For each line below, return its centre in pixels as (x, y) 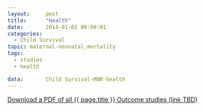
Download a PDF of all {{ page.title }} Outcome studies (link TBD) (102, 99)
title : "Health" (39, 21)
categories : (25, 34)
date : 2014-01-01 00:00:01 (57, 27)
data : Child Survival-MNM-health (66, 79)
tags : (15, 54)
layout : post (33, 14)
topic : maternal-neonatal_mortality (61, 47)
